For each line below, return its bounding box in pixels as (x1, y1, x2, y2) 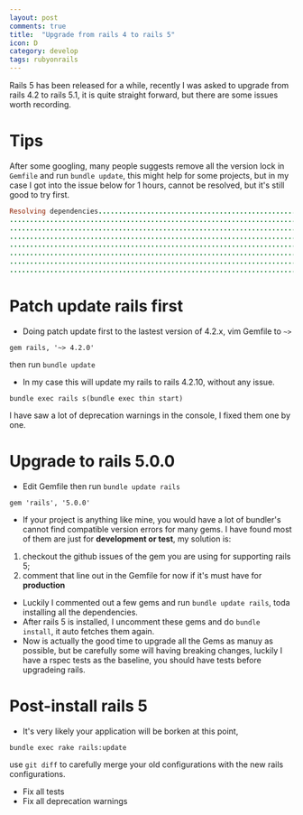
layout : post (9, 13, 59, 23)
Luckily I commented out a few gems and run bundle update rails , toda (22, 597, 290, 607)
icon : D (9, 38, 39, 48)
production (22, 579, 66, 590)
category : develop (9, 47, 78, 56)
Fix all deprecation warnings (22, 795, 128, 806)
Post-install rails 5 (9, 696, 148, 716)
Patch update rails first (9, 296, 183, 317)
